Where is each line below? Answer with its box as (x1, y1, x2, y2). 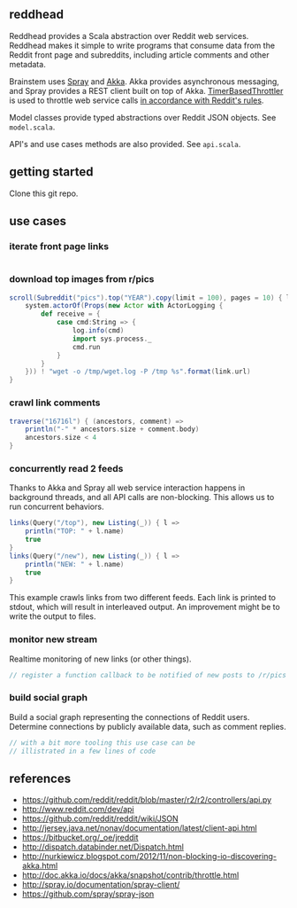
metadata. (9, 59, 46, 69)
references (9, 771, 72, 786)
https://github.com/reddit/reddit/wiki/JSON (21, 813, 179, 824)
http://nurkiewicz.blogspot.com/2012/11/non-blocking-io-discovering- (21, 851, 277, 862)
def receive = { (41, 309, 101, 318)
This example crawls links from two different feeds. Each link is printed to (9, 592, 277, 603)
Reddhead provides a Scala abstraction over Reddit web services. (9, 30, 249, 41)
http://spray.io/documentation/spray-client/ (21, 880, 180, 890)
